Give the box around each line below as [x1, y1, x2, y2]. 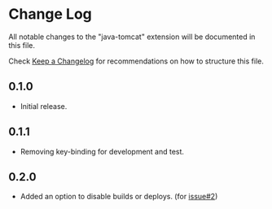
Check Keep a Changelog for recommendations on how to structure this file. [8, 56, 265, 66]
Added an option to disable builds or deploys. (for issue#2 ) [20, 192, 218, 202]
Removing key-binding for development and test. [20, 146, 185, 156]
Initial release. [20, 101, 68, 111]
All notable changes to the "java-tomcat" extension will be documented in [8, 32, 256, 41]
